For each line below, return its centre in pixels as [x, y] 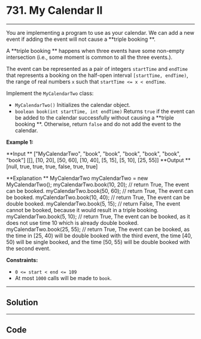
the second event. [28, 248]
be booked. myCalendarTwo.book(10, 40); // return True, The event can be [98, 197]
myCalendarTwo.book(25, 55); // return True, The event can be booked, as [98, 229]
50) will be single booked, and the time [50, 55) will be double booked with [98, 242]
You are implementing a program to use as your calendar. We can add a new [100, 32]
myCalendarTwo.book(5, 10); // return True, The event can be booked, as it [98, 216]
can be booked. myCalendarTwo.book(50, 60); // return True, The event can [100, 191]
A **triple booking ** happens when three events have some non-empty [95, 50]
